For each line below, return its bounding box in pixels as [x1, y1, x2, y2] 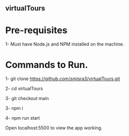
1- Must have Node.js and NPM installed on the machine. [5, 41, 124, 47]
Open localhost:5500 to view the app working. [5, 125, 103, 131]
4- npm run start [5, 115, 40, 121]
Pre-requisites [5, 24, 68, 36]
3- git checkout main [5, 95, 49, 101]
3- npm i [5, 105, 23, 111]
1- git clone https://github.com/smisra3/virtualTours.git [5, 76, 120, 82]
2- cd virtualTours [5, 86, 43, 92]
